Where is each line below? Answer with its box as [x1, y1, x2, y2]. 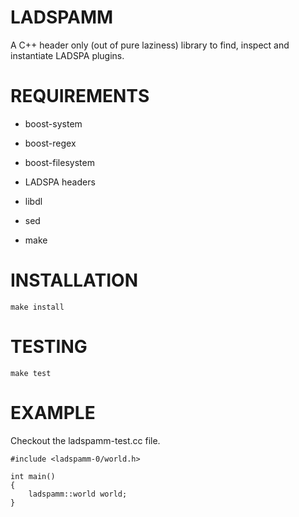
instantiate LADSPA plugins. [10, 49, 125, 61]
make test [10, 368, 52, 378]
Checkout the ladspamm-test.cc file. [10, 434, 161, 446]
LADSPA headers [24, 176, 96, 188]
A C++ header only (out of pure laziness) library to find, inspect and [10, 39, 290, 51]
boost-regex [24, 137, 77, 149]
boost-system [24, 117, 83, 130]
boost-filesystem [24, 156, 95, 168]
